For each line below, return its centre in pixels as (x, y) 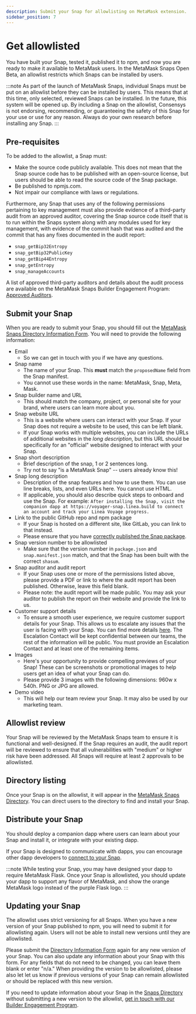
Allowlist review (36, 723)
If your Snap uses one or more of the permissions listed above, (99, 574)
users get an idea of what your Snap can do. (77, 674)
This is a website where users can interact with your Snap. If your (102, 420)
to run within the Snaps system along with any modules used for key (88, 222)
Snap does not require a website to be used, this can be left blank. (103, 427)
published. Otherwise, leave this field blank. (76, 586)
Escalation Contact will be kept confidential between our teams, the (104, 636)
